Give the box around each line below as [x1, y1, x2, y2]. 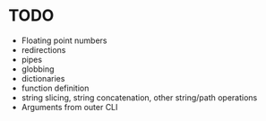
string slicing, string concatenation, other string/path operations [21, 91, 258, 103]
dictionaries [21, 73, 65, 83]
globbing [21, 64, 55, 74]
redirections [21, 44, 66, 55]
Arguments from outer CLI [21, 101, 118, 112]
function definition [21, 82, 90, 93]
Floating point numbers [21, 35, 107, 46]
